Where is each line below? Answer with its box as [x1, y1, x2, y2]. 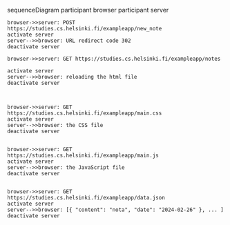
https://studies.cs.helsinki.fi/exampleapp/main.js [7, 152, 159, 159]
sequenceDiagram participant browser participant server [7, 6, 169, 14]
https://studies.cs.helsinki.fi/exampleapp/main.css [7, 110, 162, 117]
